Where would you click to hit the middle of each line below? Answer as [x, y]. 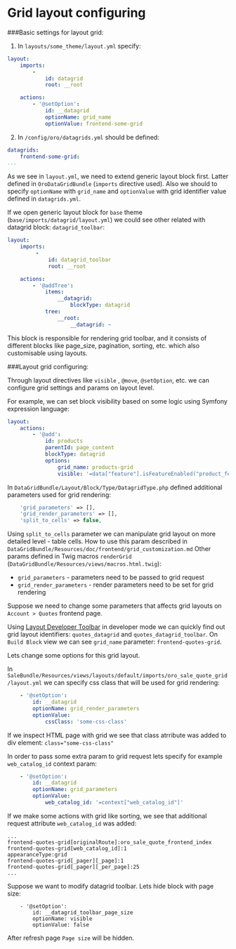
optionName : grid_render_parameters [86, 708]
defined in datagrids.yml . [44, 199]
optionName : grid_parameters [75, 790]
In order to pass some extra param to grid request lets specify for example [115, 756]
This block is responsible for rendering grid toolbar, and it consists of [107, 338]
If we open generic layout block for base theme [75, 213]
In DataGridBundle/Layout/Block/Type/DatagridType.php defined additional [115, 487]
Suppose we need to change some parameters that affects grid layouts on [115, 606]
